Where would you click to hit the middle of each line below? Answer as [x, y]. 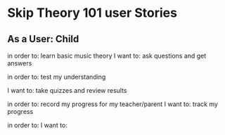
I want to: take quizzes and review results [67, 90]
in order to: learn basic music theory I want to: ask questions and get [107, 56]
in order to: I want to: [38, 125]
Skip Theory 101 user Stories [92, 13]
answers [20, 63]
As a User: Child [43, 39]
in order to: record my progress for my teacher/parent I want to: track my [112, 104]
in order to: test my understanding [57, 77]
